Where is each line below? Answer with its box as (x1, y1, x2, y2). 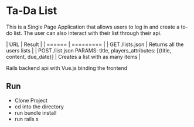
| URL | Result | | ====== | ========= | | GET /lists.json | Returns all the (6, 41, 184, 48)
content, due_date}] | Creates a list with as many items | (6, 53, 141, 60)
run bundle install (14, 109, 57, 116)
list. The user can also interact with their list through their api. (13, 29, 162, 36)
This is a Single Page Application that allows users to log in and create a (6, 23, 180, 30)
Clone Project (14, 97, 48, 104)
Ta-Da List (6, 4, 57, 17)
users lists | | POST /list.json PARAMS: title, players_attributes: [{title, (6, 47, 172, 54)
